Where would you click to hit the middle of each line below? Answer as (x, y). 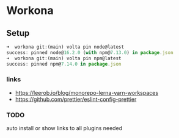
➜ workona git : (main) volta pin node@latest (65, 47)
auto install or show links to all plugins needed (64, 128)
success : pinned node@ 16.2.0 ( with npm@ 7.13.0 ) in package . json (90, 52)
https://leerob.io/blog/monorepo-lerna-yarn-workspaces (87, 92)
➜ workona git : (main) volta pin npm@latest (64, 58)
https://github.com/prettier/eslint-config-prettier (76, 99)
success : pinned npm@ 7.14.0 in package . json (64, 64)
